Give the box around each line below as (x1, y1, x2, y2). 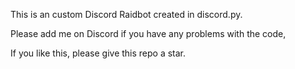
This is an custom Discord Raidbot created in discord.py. (10, 9, 243, 20)
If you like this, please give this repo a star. (10, 47, 187, 59)
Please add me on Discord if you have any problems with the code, (10, 28, 287, 39)
